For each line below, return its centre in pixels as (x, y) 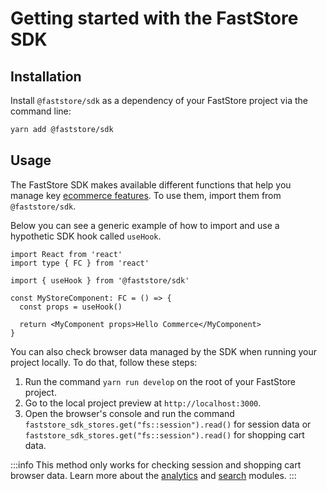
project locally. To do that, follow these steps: (104, 362)
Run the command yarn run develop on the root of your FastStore (160, 381)
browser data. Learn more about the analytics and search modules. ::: (153, 475)
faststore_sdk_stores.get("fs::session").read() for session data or (168, 424)
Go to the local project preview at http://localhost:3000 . (143, 403)
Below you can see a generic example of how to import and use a (145, 225)
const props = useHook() (71, 307)
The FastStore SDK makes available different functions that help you (151, 184)
